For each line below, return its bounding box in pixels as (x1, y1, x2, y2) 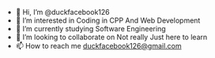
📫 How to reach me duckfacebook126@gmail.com (15, 42, 182, 50)
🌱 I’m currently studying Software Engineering (15, 24, 166, 33)
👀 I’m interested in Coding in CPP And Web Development (15, 16, 201, 25)
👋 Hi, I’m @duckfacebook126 (15, 8, 111, 16)
